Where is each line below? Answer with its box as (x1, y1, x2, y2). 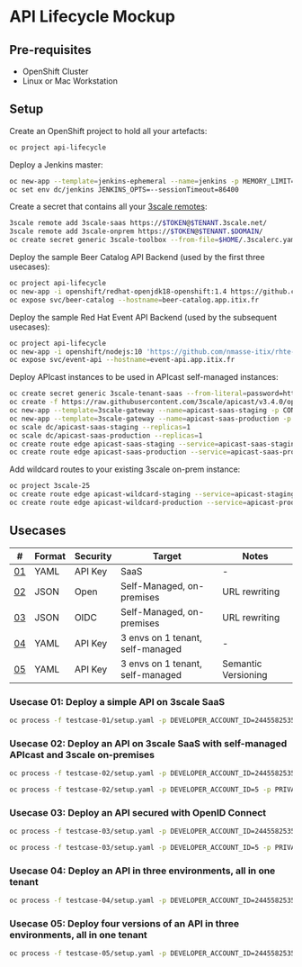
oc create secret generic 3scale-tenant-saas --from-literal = (9, 389, 247, 398)
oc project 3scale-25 (9, 482, 91, 491)
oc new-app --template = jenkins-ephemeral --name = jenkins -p (9, 176, 240, 185)
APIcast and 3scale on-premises (9, 748, 155, 761)
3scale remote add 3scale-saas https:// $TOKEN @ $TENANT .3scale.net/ (9, 219, 268, 228)
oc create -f (9, 398, 58, 407)
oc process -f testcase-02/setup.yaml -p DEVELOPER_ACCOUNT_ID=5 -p (9, 785, 271, 794)
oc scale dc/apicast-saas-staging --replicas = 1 (9, 422, 191, 431)
